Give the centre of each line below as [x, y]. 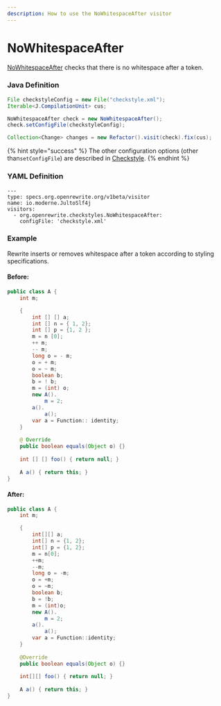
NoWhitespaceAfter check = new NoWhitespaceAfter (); [85, 119]
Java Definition [33, 85]
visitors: [21, 209]
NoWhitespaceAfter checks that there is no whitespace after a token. [105, 67]
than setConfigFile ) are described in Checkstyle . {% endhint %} [98, 158]
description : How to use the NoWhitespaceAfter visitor [89, 14]
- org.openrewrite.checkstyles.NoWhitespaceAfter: [88, 215]
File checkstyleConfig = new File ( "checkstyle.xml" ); [87, 99]
